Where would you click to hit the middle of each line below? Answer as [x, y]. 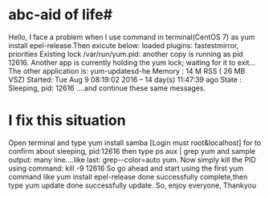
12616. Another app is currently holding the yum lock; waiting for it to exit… [132, 63]
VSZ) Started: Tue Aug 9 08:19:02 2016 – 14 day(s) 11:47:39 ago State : [125, 79]
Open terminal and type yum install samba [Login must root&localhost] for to [135, 143]
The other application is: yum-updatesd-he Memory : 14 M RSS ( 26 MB [127, 71]
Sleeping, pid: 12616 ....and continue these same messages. [107, 88]
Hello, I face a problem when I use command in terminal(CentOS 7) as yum [132, 37]
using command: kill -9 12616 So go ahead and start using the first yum [126, 168]
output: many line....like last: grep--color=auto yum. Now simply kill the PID [132, 160]
